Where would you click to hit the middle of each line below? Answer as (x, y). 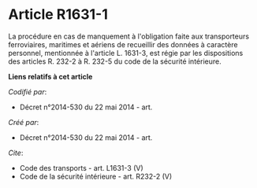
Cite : (16, 153)
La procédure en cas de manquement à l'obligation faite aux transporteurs (129, 36)
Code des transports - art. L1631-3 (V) (81, 168)
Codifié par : (28, 91)
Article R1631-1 (58, 15)
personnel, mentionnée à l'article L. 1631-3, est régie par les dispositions (126, 53)
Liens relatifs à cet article (50, 76)
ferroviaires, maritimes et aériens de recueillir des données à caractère (123, 44)
